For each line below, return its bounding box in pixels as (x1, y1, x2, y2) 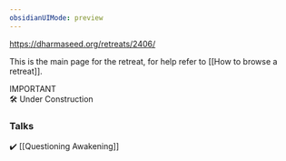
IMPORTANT (9, 83, 57, 94)
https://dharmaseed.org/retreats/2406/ (9, 38, 156, 49)
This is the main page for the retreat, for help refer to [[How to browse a (9, 55, 278, 66)
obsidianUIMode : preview (9, 13, 104, 23)
